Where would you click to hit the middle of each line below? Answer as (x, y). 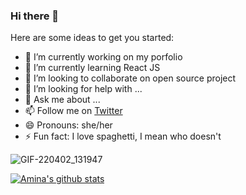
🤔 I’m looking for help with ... (83, 89)
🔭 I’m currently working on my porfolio (103, 57)
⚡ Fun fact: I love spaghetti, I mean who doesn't (123, 136)
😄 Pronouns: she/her (68, 125)
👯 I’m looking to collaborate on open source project (130, 78)
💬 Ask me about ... (62, 100)
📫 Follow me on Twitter (73, 111)
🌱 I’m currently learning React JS (92, 68)
